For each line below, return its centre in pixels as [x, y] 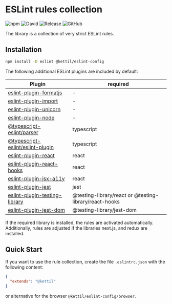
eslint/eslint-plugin [31, 147]
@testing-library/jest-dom [105, 210]
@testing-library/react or [103, 195]
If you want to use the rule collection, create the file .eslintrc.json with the [85, 262]
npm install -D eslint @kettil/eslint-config [55, 62]
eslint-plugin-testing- [35, 195]
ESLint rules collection [54, 9]
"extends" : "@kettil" [33, 281]
